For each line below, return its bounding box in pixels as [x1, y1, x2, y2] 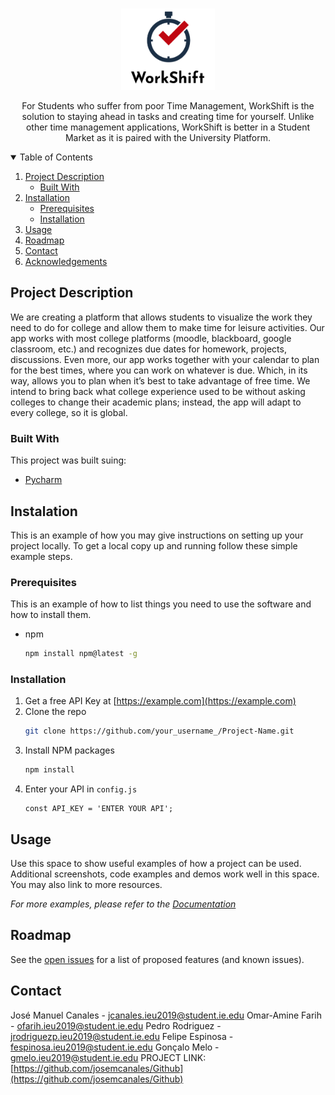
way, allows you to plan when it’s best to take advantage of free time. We [10, 374, 311, 387]
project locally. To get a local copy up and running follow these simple [10, 539, 298, 552]
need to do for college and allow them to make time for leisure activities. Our [10, 321, 325, 333]
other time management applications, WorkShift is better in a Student [25, 121, 311, 133]
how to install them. [10, 609, 92, 621]
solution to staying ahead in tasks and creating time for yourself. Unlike [21, 111, 315, 122]
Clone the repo [24, 706, 87, 718]
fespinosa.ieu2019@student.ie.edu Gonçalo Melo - [10, 1041, 220, 1053]
